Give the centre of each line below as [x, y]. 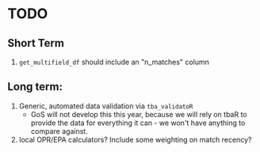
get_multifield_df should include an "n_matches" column [114, 62]
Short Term [36, 43]
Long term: [35, 87]
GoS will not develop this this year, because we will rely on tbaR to [139, 114]
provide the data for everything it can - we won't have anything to [138, 123]
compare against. [59, 131]
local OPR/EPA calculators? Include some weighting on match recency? [135, 139]
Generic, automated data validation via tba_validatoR [106, 106]
